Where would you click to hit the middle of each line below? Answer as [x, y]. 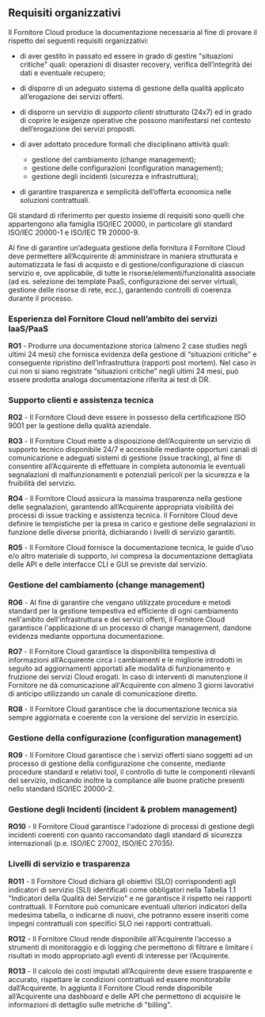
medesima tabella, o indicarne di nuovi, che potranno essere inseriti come [129, 915]
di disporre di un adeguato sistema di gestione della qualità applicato [132, 88]
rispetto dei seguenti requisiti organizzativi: [78, 40]
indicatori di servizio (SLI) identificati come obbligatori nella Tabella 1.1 [122, 889]
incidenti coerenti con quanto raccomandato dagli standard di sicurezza [125, 835]
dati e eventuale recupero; [62, 73]
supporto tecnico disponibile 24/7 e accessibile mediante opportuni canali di [133, 449]
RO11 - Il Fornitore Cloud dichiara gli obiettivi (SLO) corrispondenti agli [122, 881]
